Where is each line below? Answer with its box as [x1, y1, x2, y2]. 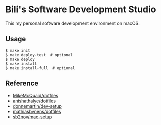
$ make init [5, 48, 30, 53]
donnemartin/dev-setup [12, 103, 62, 109]
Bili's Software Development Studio [5, 4, 156, 15]
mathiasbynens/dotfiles [12, 108, 61, 114]
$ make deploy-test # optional [5, 52, 73, 57]
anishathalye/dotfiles [12, 98, 56, 104]
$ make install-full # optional [5, 65, 75, 71]
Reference [5, 79, 39, 88]
